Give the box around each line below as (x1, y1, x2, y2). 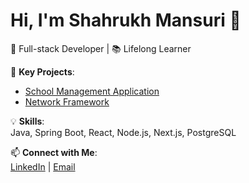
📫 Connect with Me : (10, 146, 98, 158)
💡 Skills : (10, 115, 45, 127)
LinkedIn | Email (10, 160, 76, 173)
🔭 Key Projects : (10, 65, 75, 78)
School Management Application (24, 85, 160, 97)
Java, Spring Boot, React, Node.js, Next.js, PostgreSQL (10, 126, 237, 138)
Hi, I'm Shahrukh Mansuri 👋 (10, 9, 242, 32)
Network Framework (24, 95, 110, 108)
